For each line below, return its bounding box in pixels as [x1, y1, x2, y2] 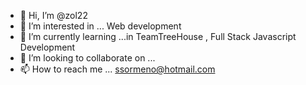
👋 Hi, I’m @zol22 [19, 10, 88, 21]
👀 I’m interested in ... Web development [19, 20, 182, 32]
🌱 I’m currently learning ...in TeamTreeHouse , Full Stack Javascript [19, 31, 297, 42]
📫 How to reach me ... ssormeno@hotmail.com [19, 63, 216, 75]
